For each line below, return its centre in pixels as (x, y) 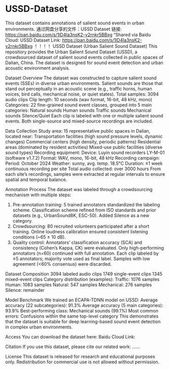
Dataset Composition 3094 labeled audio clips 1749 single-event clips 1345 (84, 274)
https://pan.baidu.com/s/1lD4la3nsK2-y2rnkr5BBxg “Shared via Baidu (78, 35)
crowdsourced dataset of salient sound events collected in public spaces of (84, 57)
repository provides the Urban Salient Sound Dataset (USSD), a (71, 52)
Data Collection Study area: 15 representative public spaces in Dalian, (78, 131)
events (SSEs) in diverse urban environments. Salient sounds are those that (84, 83)
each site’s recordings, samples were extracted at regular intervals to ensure (85, 174)
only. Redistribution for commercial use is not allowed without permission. (82, 362)
